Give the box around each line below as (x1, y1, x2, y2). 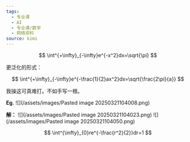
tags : (6, 8, 19, 15)
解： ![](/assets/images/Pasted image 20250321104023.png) (6, 112, 152, 118)
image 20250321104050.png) (64, 118, 135, 124)
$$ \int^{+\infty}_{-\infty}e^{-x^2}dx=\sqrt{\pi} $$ (38, 52, 157, 58)
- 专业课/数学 (11, 25, 41, 31)
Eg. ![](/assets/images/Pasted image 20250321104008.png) (6, 99, 150, 106)
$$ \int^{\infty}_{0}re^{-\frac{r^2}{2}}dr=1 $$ (44, 129, 152, 136)
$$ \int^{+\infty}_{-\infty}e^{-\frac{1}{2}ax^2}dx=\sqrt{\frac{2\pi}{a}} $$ (11, 75, 185, 82)
